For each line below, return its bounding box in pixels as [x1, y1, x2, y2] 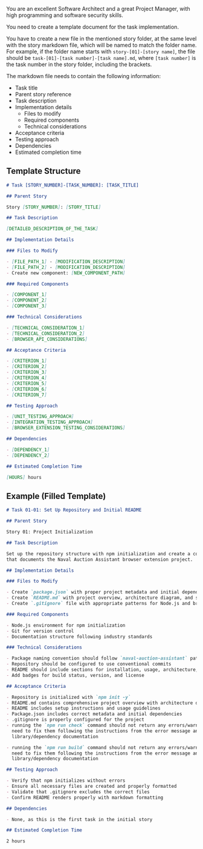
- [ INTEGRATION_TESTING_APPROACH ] [6, 419, 94, 426]
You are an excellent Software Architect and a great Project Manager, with [6, 5, 190, 12]
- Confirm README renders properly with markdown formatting [6, 794, 164, 801]
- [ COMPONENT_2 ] [6, 297, 47, 303]
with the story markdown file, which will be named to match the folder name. [6, 42, 197, 48]
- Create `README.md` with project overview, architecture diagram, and [6, 595, 193, 601]
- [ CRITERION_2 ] [6, 363, 47, 370]
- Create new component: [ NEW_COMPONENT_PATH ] [6, 269, 126, 276]
